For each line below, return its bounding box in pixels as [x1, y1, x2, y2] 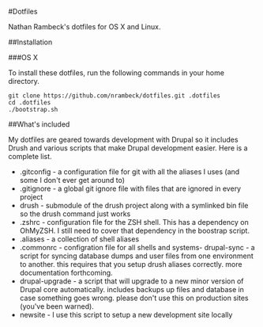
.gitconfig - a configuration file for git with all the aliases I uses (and [19, 167, 240, 177]
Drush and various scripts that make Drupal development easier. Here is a [8, 143, 248, 153]
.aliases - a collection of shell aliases [19, 234, 140, 244]
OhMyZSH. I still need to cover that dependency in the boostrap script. [19, 226, 250, 235]
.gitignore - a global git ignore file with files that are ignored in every [19, 184, 242, 193]
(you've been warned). [19, 302, 95, 311]
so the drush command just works [19, 209, 131, 219]
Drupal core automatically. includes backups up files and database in [19, 285, 245, 294]
